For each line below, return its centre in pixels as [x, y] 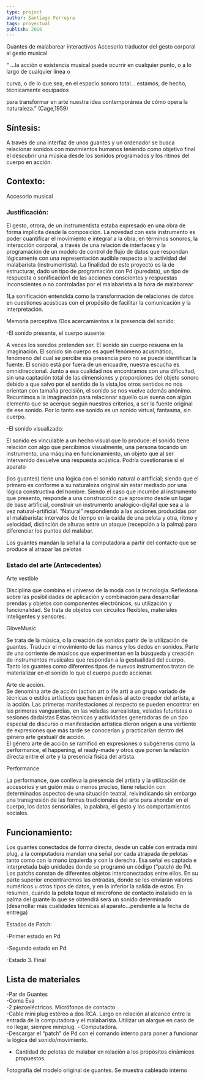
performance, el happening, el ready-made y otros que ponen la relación [98, 750]
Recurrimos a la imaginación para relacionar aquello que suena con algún [99, 397]
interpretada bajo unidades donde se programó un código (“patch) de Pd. [99, 867]
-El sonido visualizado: [35, 429]
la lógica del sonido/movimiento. [47, 1040]
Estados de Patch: [29, 925]
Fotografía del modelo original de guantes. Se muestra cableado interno [97, 1070]
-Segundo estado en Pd [36, 948]
